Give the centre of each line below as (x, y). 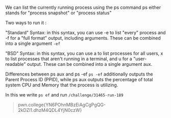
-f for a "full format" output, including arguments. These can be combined (83, 38)
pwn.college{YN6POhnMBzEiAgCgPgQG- (62, 105)
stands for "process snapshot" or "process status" (58, 13)
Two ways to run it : (26, 23)
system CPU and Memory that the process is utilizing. (62, 85)
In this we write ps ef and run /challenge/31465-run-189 (64, 95)
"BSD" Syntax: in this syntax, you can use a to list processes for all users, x (84, 53)
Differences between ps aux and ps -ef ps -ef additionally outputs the (79, 74)
